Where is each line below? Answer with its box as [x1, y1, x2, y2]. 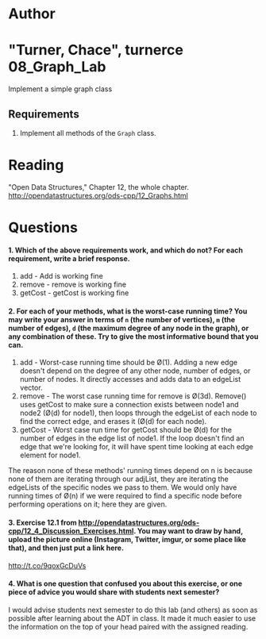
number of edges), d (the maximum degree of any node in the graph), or [8, 323, 249, 333]
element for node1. [19, 450, 81, 460]
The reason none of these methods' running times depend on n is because [8, 466, 253, 475]
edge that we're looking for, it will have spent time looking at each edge [19, 442, 254, 452]
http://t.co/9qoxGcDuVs [8, 560, 87, 570]
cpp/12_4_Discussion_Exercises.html [8, 526, 134, 536]
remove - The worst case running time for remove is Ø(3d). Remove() [19, 391, 247, 401]
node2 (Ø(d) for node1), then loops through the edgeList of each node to [19, 408, 257, 418]
